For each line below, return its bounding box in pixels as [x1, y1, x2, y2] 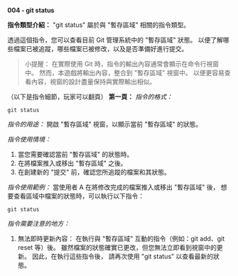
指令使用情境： [7, 135, 51, 143]
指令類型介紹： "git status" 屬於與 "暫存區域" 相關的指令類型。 [7, 21, 190, 29]
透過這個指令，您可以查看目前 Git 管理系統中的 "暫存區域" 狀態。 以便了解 [7, 35, 224, 44]
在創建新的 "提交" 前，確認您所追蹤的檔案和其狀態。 [17, 168, 171, 176]
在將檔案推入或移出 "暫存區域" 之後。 [17, 159, 127, 167]
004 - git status [7, 6, 55, 14]
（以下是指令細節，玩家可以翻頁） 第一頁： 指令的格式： [7, 92, 173, 101]
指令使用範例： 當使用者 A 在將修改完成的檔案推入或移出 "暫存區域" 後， [7, 183, 220, 191]
